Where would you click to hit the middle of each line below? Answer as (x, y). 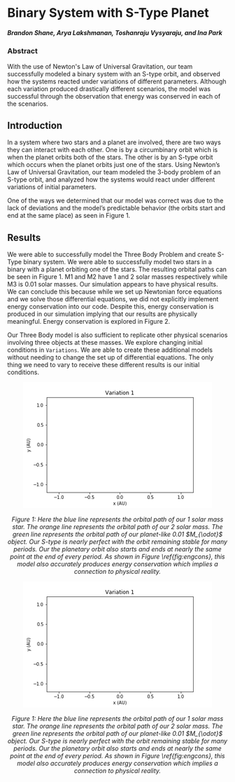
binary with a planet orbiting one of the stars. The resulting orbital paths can (117, 269)
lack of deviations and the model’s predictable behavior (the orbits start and (116, 208)
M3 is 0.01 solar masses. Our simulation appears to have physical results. (113, 284)
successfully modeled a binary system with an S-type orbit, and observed (114, 74)
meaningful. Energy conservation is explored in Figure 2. (89, 322)
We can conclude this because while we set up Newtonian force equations (115, 291)
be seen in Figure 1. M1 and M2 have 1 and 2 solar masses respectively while (117, 277)
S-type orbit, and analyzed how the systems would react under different (111, 179)
